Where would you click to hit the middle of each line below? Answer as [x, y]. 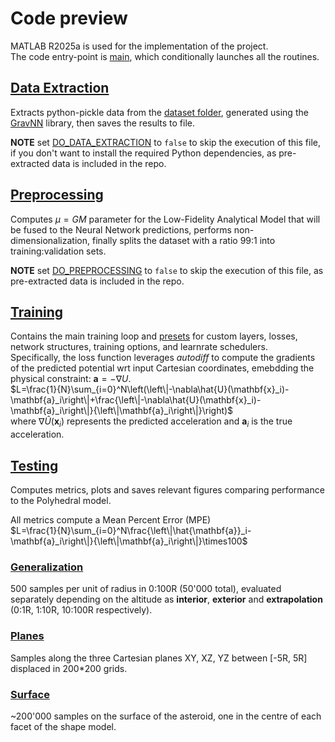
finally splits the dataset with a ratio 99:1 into [183, 240]
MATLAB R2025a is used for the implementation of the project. [139, 46]
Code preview [69, 18]
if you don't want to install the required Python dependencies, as [143, 153]
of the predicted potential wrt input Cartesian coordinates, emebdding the [162, 368]
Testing [34, 465]
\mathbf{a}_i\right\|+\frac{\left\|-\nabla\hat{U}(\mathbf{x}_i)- [136, 400]
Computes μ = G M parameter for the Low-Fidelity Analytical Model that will [165, 219]
